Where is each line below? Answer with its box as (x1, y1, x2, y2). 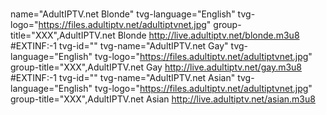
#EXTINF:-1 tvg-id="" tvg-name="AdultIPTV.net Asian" (10, 72, 236, 84)
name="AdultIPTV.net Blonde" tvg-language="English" (10, 8, 236, 20)
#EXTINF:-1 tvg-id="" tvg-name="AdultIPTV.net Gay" (10, 40, 229, 52)
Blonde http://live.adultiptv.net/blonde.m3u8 (117, 29, 300, 42)
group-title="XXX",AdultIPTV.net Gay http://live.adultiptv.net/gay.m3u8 (10, 61, 303, 73)
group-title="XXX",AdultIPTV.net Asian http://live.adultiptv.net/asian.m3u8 (10, 93, 316, 105)
